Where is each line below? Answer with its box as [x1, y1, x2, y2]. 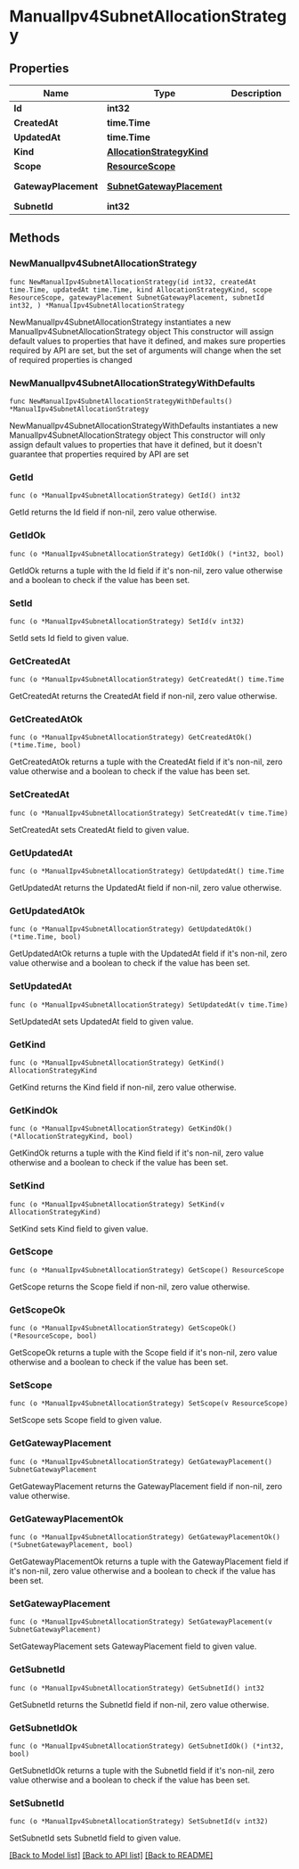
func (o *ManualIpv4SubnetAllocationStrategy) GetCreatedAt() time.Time [9, 675, 285, 684]
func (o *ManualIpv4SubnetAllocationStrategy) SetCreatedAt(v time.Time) [9, 809, 289, 818]
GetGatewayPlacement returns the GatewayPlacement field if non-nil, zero [9, 1480, 283, 1491]
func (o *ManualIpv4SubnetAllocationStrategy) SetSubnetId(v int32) [9, 1817, 269, 1826]
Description [230, 87, 282, 99]
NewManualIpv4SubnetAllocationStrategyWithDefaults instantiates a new [9, 420, 279, 431]
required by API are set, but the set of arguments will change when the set [9, 345, 282, 356]
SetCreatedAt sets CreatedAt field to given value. [9, 824, 190, 835]
